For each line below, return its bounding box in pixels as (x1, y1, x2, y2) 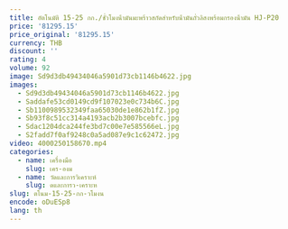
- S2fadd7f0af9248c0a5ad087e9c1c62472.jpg (17, 131, 180, 140)
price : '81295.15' (9, 22, 79, 31)
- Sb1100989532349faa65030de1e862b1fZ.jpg (17, 105, 180, 114)
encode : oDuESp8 (9, 197, 70, 207)
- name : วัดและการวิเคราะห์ (17, 172, 97, 181)
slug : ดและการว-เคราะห (25, 181, 98, 190)
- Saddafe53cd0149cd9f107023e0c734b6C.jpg (17, 96, 180, 106)
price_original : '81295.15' (9, 30, 116, 39)
